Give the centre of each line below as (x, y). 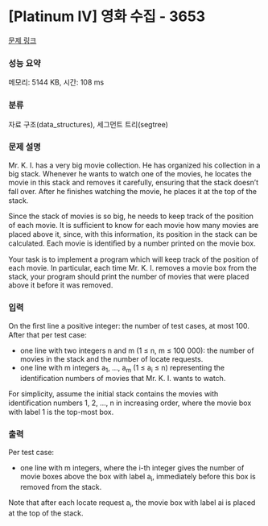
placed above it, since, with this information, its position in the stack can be (133, 234)
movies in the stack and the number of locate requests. (111, 359)
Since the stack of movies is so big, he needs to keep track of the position (131, 216)
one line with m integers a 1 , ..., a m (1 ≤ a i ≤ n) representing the (122, 369)
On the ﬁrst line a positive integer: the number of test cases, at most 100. (129, 326)
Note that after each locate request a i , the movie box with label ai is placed (132, 503)
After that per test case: (47, 335)
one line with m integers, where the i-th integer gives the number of (132, 468)
